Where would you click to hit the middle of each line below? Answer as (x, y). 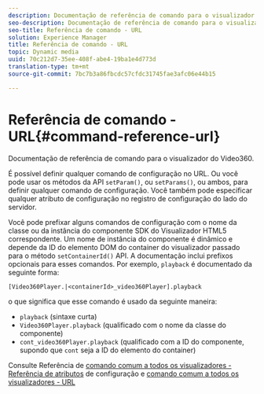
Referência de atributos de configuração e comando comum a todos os (124, 374)
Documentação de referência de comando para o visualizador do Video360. (131, 158)
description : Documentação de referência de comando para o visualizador (132, 15)
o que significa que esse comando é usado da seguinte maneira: (113, 301)
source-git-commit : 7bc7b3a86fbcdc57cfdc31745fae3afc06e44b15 (112, 74)
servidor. (22, 207)
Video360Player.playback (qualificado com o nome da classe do (123, 325)
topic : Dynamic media (44, 52)
